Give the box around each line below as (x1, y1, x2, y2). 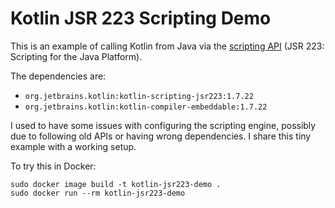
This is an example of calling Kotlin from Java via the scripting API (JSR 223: (10, 40, 325, 52)
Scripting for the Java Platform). (10, 50, 143, 62)
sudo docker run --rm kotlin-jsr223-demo (10, 188, 186, 198)
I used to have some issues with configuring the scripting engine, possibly (10, 119, 317, 131)
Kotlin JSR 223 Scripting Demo (10, 7, 272, 30)
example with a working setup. (10, 140, 137, 152)
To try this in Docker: (10, 160, 97, 172)
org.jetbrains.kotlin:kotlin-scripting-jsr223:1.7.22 (24, 91, 254, 101)
